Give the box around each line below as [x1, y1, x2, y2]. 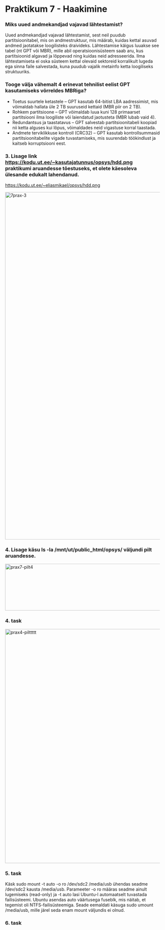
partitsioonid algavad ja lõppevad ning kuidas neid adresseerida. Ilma [5, 53, 145, 59]
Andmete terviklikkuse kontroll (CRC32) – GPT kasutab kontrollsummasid [12, 129, 160, 136]
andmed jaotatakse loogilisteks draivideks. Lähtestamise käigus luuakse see [5, 43, 160, 49]
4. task [5, 617, 22, 624]
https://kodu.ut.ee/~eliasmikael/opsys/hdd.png [5, 182, 101, 188]
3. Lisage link [5, 153, 37, 160]
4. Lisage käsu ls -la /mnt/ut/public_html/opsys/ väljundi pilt [5, 546, 152, 553]
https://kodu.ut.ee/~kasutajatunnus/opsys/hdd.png [5, 159, 133, 165]
